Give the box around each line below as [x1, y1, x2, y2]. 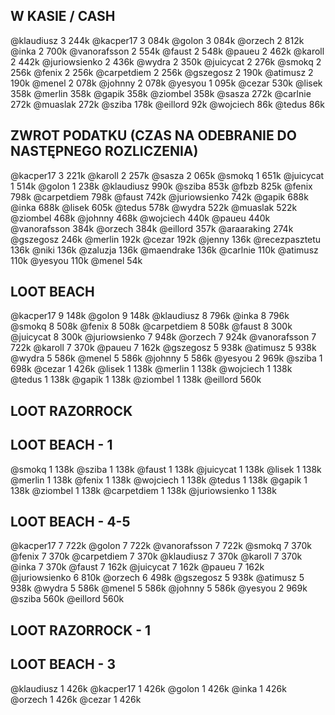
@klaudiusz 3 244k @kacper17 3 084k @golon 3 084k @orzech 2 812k [10, 34, 305, 46]
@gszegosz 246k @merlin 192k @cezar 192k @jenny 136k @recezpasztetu [10, 233, 322, 245]
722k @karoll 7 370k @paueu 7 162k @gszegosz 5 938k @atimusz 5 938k [10, 342, 317, 354]
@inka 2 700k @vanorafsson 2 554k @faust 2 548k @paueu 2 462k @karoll [10, 45, 325, 57]
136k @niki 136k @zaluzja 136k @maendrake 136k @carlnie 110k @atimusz [10, 244, 319, 256]
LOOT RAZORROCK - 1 [10, 622, 152, 639]
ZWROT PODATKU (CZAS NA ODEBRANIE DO [10, 127, 297, 144]
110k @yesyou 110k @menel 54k [10, 254, 143, 266]
